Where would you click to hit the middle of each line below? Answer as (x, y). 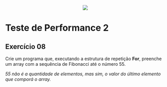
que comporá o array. (28, 79)
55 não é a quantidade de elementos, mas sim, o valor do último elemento (83, 74)
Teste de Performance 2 (57, 28)
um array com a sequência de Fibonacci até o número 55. (65, 64)
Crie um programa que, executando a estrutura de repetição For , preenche (83, 59)
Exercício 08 (25, 46)
